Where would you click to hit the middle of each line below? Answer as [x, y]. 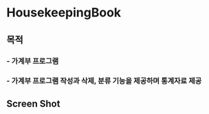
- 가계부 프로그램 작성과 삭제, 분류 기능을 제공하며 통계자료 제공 [104, 81]
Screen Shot [33, 103]
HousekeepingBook [64, 13]
